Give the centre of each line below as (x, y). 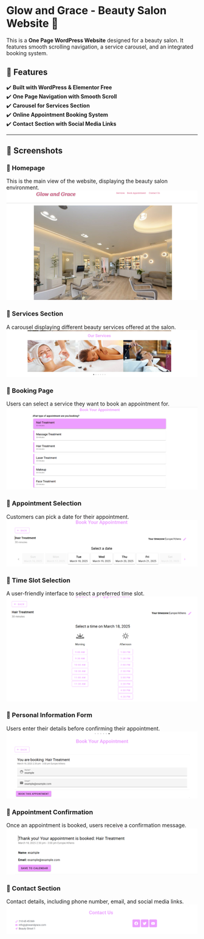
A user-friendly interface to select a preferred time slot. (75, 594)
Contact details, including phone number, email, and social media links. (95, 901)
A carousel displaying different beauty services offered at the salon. (91, 327)
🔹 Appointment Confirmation (50, 812)
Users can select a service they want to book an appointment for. (88, 404)
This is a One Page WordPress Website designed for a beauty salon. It (95, 40)
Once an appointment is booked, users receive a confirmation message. (97, 825)
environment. (23, 188)
